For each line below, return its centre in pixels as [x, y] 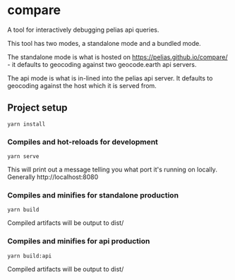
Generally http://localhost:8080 [53, 177]
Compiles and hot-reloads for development [83, 142]
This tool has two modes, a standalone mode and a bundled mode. [104, 43]
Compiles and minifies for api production [79, 241]
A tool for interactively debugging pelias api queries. [83, 30]
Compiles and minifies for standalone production [93, 195]
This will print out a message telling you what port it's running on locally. [112, 170]
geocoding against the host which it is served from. [82, 85]
